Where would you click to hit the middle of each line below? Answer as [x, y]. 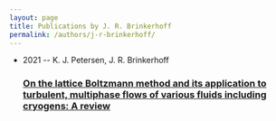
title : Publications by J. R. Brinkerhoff [90, 26]
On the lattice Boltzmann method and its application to [144, 84]
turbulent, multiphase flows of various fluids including [144, 95]
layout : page [34, 18]
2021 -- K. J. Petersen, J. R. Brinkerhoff [95, 60]
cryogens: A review [67, 107]
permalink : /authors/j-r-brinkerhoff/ [82, 34]
